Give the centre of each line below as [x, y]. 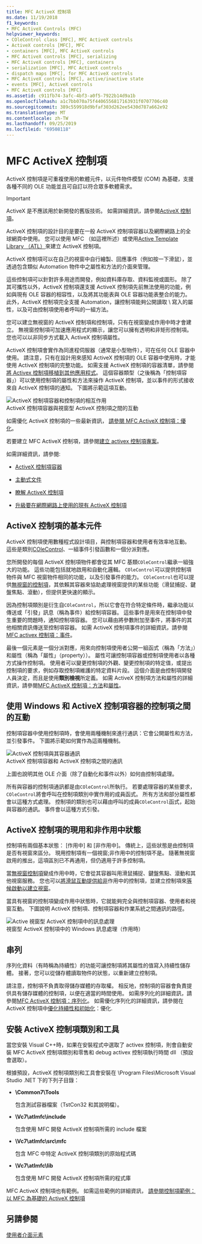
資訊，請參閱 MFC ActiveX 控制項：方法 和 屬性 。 [65, 685]
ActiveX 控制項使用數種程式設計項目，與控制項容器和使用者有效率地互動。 [98, 541]
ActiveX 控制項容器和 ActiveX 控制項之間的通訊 [64, 761]
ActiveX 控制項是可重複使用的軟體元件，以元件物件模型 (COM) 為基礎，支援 [100, 179]
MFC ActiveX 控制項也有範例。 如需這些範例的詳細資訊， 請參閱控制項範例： [101, 1191]
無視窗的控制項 [30, 584]
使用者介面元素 [25, 1234]
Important [18, 198]
